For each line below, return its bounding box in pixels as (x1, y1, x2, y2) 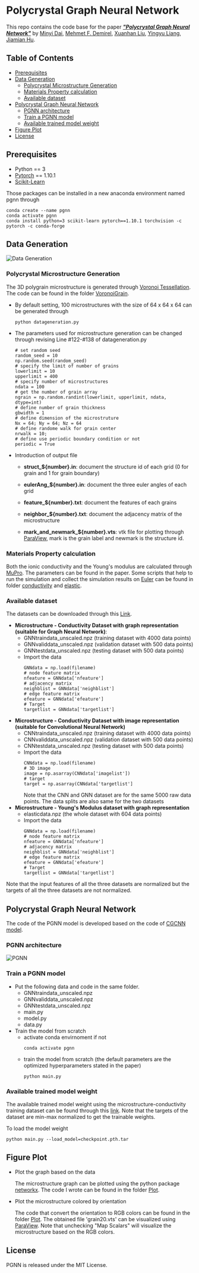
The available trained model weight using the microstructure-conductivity (6, 1100, 186, 1107)
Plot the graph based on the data (14, 1168, 96, 1175)
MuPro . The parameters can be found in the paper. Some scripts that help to (6, 569, 193, 576)
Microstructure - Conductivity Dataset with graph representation (14, 622, 179, 629)
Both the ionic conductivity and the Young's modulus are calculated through (6, 563, 192, 570)
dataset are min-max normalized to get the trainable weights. (6, 1113, 156, 1120)
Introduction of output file (14, 451, 78, 458)
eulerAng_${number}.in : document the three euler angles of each (23, 481, 187, 488)
